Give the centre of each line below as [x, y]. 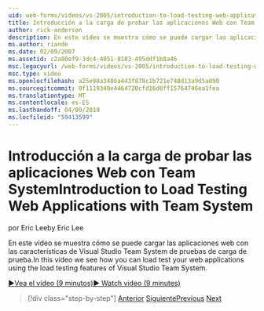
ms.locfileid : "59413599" [50, 118]
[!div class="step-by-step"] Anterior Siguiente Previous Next [125, 298]
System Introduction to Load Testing [128, 190]
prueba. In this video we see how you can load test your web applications [126, 259]
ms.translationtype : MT [47, 96]
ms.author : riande [38, 45]
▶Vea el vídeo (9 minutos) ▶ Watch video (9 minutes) [94, 283]
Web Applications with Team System [131, 206]
